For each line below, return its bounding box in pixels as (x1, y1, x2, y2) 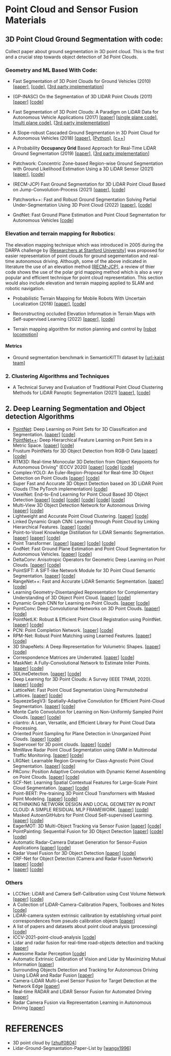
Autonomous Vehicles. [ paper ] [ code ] (12, 551, 92, 557)
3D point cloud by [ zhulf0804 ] (12, 1040, 77, 1046)
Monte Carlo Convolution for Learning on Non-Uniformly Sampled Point (12, 709, 163, 715)
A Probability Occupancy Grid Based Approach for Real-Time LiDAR (12, 145, 157, 151)
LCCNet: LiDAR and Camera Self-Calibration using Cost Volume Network (12, 891, 166, 897)
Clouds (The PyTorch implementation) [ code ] (12, 486, 108, 492)
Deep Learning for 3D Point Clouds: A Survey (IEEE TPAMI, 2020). (12, 676, 152, 682)
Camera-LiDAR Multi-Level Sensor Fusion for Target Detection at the (12, 978, 157, 984)
